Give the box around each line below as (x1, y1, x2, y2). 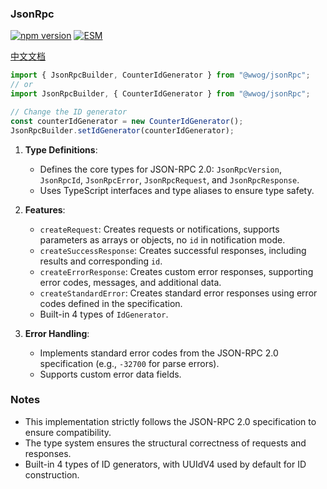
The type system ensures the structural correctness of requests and (24, 437, 307, 449)
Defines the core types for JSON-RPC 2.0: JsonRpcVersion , (39, 163, 282, 175)
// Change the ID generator (10, 107, 128, 117)
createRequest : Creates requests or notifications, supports (39, 223, 280, 235)
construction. (24, 468, 80, 481)
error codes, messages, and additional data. (39, 276, 222, 288)
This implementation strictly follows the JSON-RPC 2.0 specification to (24, 415, 317, 427)
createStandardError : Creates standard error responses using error (39, 287, 318, 299)
